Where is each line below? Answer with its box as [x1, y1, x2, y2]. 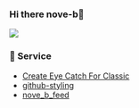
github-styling [21, 79, 74, 90]
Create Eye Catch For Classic [21, 71, 130, 81]
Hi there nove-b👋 [9, 8, 85, 21]
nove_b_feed [21, 89, 69, 100]
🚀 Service [9, 50, 52, 62]
